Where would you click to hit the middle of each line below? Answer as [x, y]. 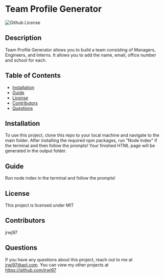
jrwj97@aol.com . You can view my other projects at [57, 265]
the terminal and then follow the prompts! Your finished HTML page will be [80, 146]
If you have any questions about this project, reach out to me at [69, 259]
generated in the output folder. [36, 151]
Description [23, 38]
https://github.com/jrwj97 [31, 270]
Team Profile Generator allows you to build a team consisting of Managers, [80, 49]
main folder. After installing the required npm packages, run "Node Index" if [81, 140]
